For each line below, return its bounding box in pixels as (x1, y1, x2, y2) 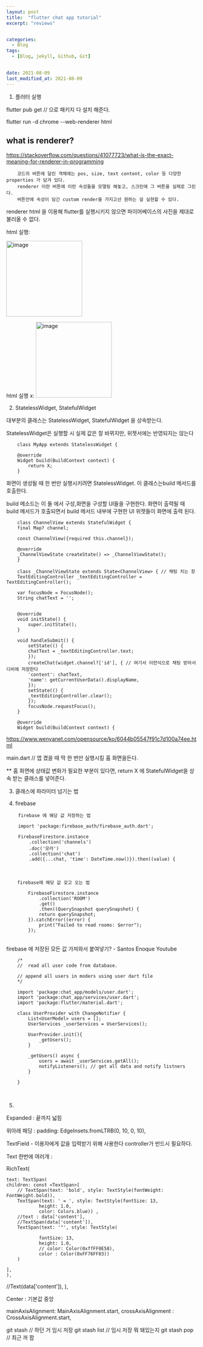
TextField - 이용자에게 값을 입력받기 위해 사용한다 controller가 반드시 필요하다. (6, 1140, 193, 1148)
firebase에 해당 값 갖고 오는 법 (17, 880, 90, 886)
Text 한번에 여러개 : (6, 1153, 53, 1160)
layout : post (6, 8, 39, 15)
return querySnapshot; (38, 912, 96, 918)
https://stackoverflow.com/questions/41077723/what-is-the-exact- (6, 152, 174, 159)
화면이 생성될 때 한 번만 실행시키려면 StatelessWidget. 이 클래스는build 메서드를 (6, 480, 196, 487)
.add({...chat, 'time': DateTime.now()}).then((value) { (28, 856, 176, 863)
